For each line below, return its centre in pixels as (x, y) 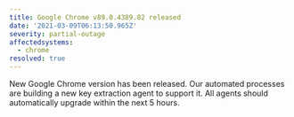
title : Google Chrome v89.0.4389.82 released (95, 17)
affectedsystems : (41, 42)
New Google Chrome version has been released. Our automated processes (147, 84)
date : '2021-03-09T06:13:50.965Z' (73, 26)
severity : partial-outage (57, 34)
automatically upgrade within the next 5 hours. (94, 102)
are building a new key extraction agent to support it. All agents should (139, 93)
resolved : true (37, 58)
